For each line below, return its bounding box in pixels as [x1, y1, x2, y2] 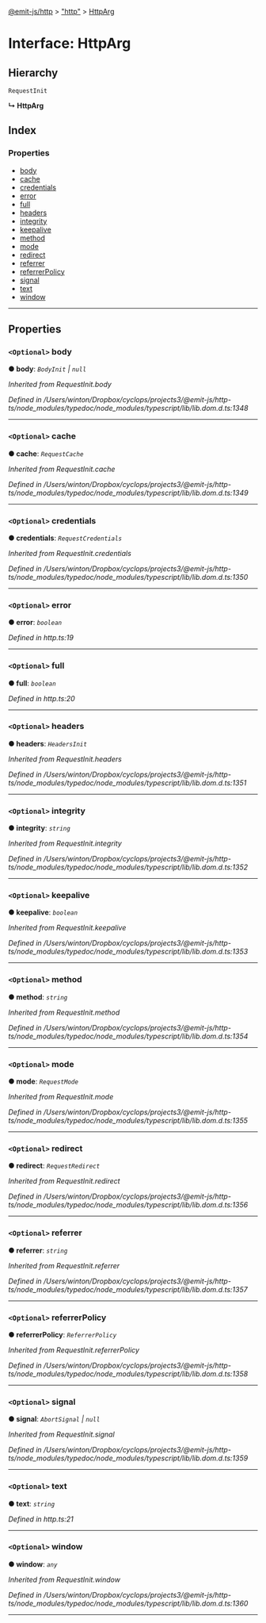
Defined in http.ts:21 [8, 1514, 74, 1524]
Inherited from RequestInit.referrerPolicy [8, 1345, 140, 1355]
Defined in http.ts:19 [8, 633, 74, 643]
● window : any [8, 1559, 58, 1569]
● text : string [8, 1498, 55, 1508]
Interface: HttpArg [8, 35, 131, 52]
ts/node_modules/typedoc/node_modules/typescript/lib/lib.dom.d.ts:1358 [8, 1368, 249, 1379]
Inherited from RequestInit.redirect [8, 1176, 120, 1186]
